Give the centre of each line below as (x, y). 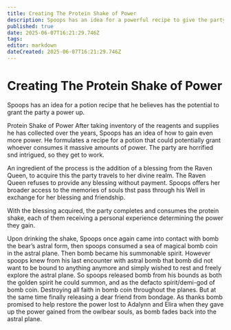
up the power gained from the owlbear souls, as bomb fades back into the (112, 311)
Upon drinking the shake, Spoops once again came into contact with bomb (113, 239)
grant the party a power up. (46, 112)
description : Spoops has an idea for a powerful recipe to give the (107, 20)
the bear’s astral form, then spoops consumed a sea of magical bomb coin (112, 245)
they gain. (21, 225)
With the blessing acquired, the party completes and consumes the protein (113, 210)
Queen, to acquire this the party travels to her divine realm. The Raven (107, 175)
